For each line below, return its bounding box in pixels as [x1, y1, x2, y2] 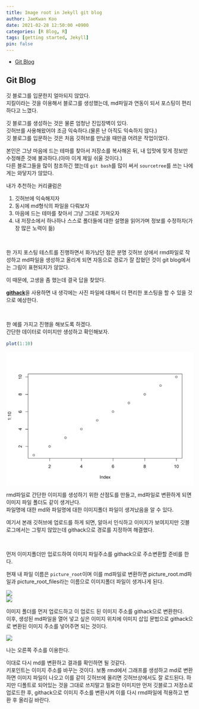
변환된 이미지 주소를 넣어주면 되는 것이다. [12, 623, 108, 630]
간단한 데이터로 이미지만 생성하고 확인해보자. [6, 328, 110, 335]
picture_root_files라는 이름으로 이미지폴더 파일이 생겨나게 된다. [17, 578, 165, 585]
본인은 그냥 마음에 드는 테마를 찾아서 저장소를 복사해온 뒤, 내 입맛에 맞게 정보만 [6, 147, 188, 154]
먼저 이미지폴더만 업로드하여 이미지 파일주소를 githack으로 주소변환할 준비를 [6, 551, 183, 558]
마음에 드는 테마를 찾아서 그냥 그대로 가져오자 [14, 209, 120, 217]
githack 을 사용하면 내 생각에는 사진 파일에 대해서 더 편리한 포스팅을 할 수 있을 [6, 289, 187, 296]
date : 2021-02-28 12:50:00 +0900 [6, 22, 89, 28]
